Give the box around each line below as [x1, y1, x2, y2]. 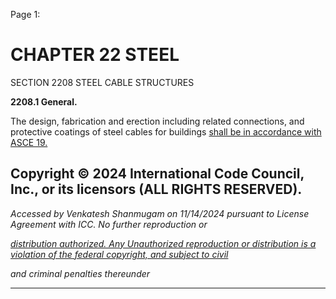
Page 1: [10, 9, 41, 20]
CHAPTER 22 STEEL [10, 44, 180, 66]
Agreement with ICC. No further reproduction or [10, 218, 208, 230]
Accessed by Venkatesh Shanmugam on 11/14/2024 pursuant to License [10, 207, 310, 219]
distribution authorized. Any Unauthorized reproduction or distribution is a [10, 237, 317, 249]
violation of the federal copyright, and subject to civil [10, 248, 229, 260]
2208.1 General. [10, 95, 78, 108]
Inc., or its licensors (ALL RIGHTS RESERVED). [10, 181, 303, 198]
